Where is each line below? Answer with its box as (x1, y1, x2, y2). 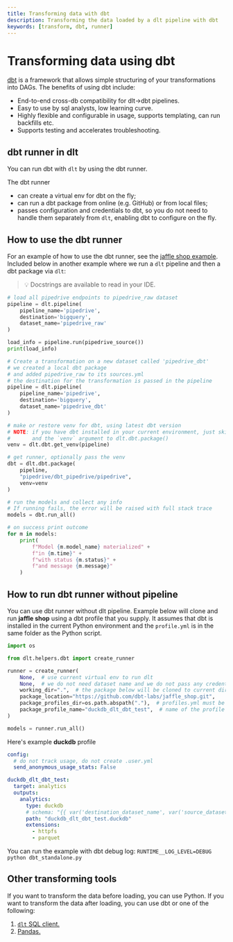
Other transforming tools (7, 873, 117, 885)
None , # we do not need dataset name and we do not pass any (19, 680, 203, 687)
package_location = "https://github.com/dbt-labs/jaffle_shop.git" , (19, 693, 216, 701)
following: (7, 906, 35, 914)
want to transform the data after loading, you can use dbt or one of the (7, 899, 209, 907)
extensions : (25, 821, 60, 829)
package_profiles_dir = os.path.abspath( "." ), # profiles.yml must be (19, 700, 225, 707)
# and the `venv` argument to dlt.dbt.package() (7, 435, 169, 442)
